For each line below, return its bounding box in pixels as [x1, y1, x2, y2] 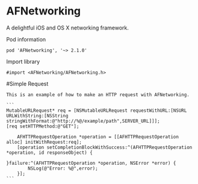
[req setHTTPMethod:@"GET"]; [6, 123, 79, 129]
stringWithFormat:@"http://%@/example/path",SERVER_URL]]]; [6, 118, 161, 124]
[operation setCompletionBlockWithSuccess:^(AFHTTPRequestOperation [17, 144, 193, 150]
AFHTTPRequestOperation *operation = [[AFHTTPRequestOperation [17, 133, 179, 140]
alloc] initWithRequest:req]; [6, 139, 82, 145]
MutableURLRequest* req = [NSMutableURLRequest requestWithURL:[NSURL [6, 107, 187, 114]
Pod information [6, 35, 46, 43]
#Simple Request [6, 80, 49, 87]
